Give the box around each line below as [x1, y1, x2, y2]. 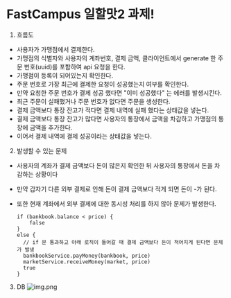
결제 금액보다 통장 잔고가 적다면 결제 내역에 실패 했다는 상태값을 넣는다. [16, 105, 209, 114]
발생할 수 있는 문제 [16, 146, 67, 155]
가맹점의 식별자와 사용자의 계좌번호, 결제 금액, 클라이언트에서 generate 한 [16, 53, 216, 62]
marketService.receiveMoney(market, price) [23, 258, 151, 265]
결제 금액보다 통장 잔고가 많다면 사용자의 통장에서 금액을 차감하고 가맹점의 [16, 114, 217, 123]
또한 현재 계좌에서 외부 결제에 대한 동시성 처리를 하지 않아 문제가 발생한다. [16, 199, 216, 208]
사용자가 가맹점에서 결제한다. [16, 45, 95, 53]
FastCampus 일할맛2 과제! [6, 6, 155, 22]
